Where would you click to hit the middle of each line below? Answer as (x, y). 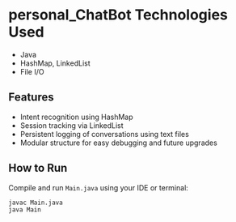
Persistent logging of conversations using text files (105, 134)
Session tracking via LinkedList (72, 125)
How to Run (38, 168)
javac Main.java (36, 203)
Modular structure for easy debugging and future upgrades (119, 143)
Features (31, 98)
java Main (25, 210)
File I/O (32, 71)
